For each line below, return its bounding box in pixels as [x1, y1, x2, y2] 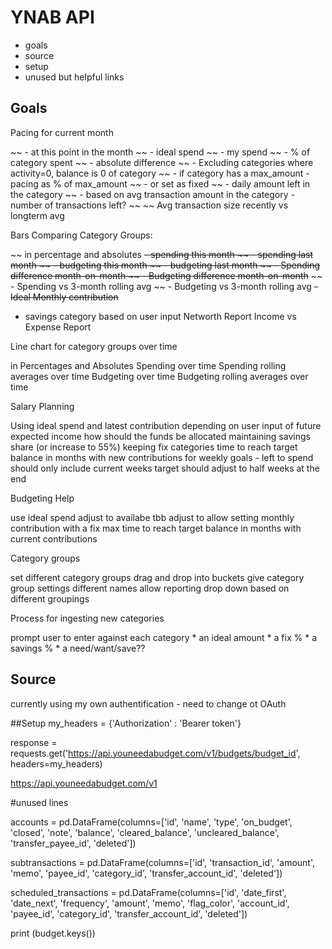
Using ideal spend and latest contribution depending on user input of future [10, 419, 322, 431]
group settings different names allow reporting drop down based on [10, 582, 290, 594]
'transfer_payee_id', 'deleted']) [10, 837, 137, 849]
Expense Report [24, 321, 92, 333]
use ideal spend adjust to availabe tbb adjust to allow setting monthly [10, 511, 295, 523]
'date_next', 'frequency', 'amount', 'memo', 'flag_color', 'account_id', [10, 897, 290, 909]
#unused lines [10, 796, 69, 808]
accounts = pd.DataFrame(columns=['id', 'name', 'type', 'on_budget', [10, 816, 293, 828]
